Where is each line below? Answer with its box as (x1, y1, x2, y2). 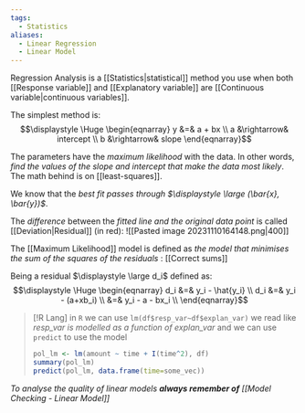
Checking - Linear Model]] (10, 392, 110, 403)
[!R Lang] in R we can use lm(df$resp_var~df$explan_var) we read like (32, 312, 297, 323)
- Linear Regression (18, 38, 97, 48)
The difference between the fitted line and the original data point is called (10, 216, 289, 227)
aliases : (10, 30, 44, 39)
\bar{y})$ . (10, 198, 48, 209)
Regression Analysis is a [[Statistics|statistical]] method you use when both (10, 72, 294, 83)
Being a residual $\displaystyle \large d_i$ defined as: (10, 270, 213, 281)
